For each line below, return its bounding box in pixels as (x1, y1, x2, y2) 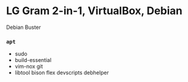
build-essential (14, 57, 52, 64)
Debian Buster (6, 24, 42, 31)
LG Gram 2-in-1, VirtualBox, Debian (6, 4, 183, 18)
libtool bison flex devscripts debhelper (14, 69, 109, 76)
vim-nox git (14, 63, 43, 70)
